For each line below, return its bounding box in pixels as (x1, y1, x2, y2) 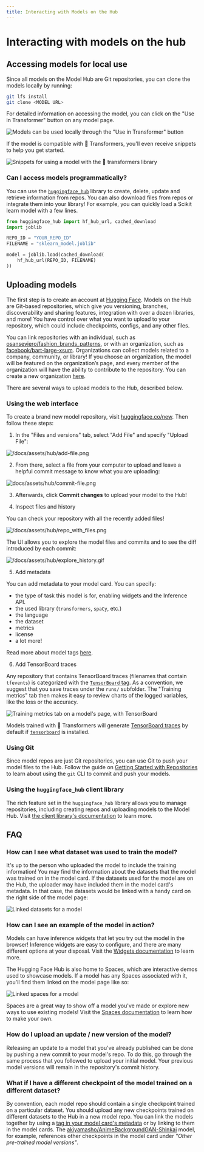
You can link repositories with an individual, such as (6, 334, 135, 341)
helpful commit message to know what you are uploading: (15, 467, 160, 475)
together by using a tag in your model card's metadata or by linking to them (6, 1119, 195, 1127)
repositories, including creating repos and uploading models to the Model (6, 806, 190, 813)
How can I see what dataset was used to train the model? (6, 848, 178, 856)
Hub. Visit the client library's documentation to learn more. (6, 812, 153, 819)
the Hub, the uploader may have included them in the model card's (6, 881, 174, 888)
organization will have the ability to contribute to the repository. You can (6, 366, 186, 373)
